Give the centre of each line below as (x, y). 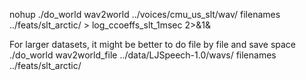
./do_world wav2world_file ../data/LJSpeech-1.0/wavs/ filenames (143, 55)
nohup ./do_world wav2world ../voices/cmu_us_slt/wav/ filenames (145, 14)
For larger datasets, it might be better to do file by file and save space (153, 44)
